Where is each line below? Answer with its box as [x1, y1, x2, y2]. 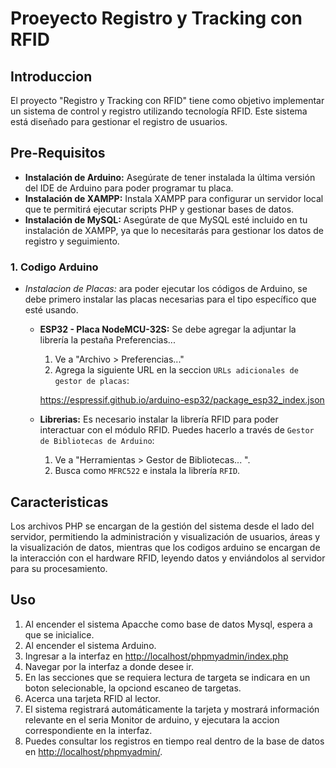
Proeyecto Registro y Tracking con [10, 7, 303, 30]
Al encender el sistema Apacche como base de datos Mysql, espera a [24, 618, 313, 630]
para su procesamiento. [10, 562, 108, 574]
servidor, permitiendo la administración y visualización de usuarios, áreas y [10, 530, 321, 542]
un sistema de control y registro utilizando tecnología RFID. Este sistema [10, 105, 308, 117]
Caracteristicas [10, 493, 109, 511]
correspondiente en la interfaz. [24, 724, 153, 736]
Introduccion [10, 68, 93, 85]
